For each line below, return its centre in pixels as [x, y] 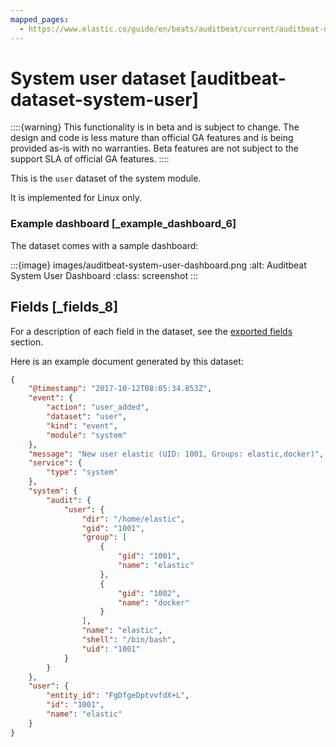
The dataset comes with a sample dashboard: [104, 245]
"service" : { [55, 463]
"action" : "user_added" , [98, 407]
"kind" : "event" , [82, 426]
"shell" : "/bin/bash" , [129, 640]
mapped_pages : [40, 19]
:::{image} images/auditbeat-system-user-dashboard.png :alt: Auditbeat [158, 265]
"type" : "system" [82, 472]
